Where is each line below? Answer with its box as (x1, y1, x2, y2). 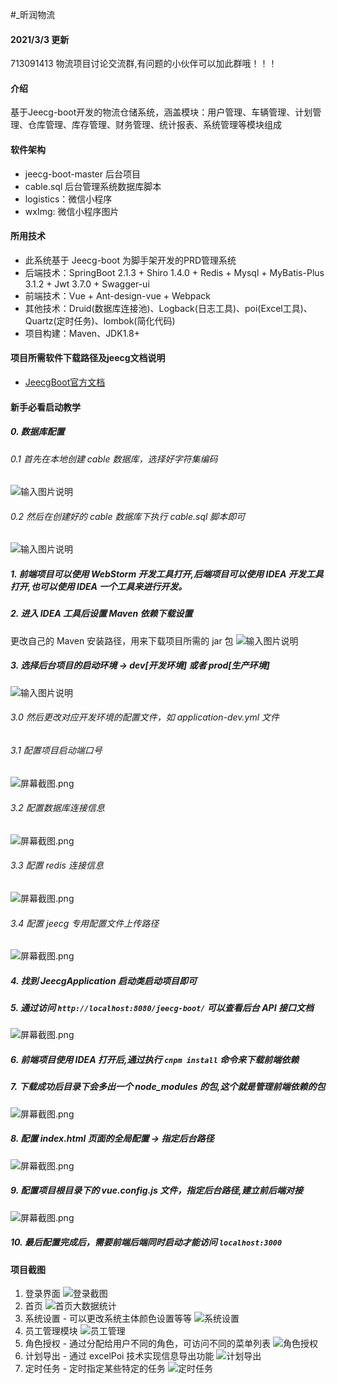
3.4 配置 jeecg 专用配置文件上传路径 (10, 917, 160, 929)
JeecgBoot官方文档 (24, 376, 106, 388)
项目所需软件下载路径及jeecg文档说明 (10, 352, 166, 364)
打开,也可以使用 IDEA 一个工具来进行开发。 (10, 580, 188, 592)
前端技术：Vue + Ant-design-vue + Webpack (24, 289, 212, 302)
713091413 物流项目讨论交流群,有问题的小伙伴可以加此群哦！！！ (10, 58, 278, 70)
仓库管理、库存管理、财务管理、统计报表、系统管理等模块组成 (27, 119, 282, 131)
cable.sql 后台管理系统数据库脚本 (24, 180, 162, 192)
